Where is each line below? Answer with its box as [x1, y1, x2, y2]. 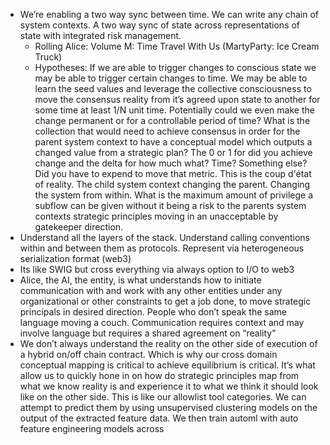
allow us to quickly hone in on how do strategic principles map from [19, 370, 300, 381]
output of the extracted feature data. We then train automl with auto [19, 412, 299, 424]
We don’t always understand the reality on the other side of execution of [19, 338, 318, 349]
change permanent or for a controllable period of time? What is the [34, 115, 311, 126]
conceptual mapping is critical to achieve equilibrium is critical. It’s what [19, 359, 316, 371]
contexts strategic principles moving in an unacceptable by [34, 210, 279, 222]
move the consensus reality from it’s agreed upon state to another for [34, 94, 321, 105]
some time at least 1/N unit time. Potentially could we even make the [34, 104, 315, 116]
